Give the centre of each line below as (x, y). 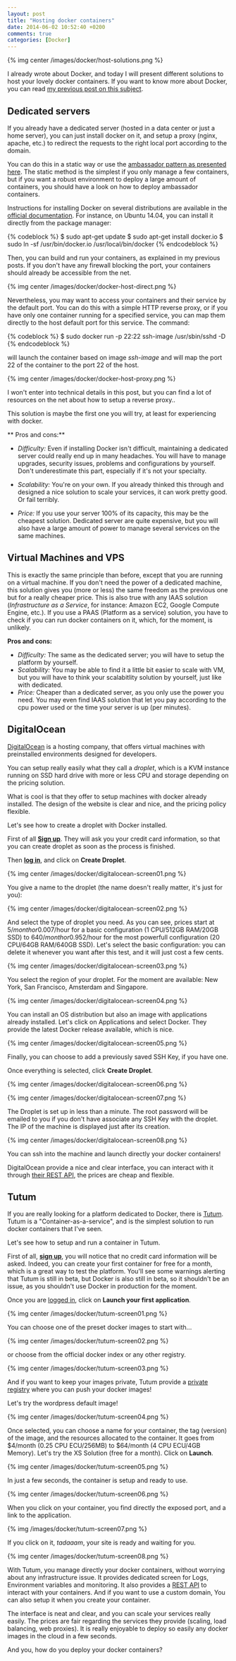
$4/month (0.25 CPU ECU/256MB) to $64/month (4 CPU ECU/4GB (104, 1446)
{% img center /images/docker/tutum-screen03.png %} (88, 1368)
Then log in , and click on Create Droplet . (67, 860)
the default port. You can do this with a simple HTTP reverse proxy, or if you (117, 307)
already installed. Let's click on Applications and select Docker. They (107, 1021)
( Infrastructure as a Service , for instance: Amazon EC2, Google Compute (113, 605)
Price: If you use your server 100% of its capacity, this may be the (113, 513)
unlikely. (19, 627)
